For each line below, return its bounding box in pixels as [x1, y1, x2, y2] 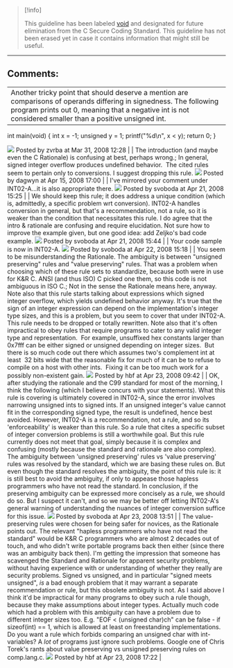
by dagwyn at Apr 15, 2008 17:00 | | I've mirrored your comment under [7, 176, 208, 185]
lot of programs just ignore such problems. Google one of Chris [44, 637, 225, 646]
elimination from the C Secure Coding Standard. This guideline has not [24, 27, 226, 35]
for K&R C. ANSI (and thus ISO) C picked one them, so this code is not [7, 274, 207, 283]
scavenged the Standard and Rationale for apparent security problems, [7, 556, 210, 565]
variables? [7, 637, 37, 646]
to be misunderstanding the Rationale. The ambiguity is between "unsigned [7, 252, 223, 261]
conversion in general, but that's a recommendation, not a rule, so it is [7, 206, 207, 214]
